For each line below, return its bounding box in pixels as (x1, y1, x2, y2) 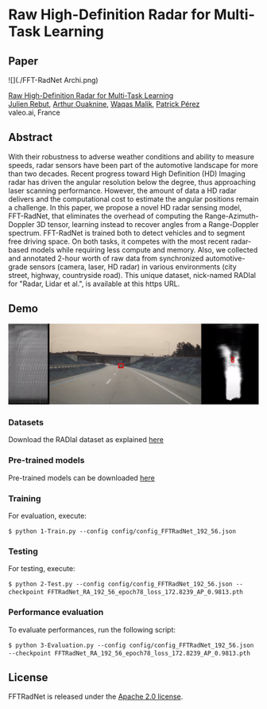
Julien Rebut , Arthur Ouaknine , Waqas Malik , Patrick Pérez (8, 100, 200, 108)
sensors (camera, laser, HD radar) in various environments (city (29, 261, 237, 272)
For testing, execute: (8, 564, 75, 574)
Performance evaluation (8, 607, 104, 618)
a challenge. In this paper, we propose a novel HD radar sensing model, (8, 202, 242, 212)
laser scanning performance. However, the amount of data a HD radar (8, 186, 237, 195)
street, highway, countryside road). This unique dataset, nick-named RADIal (8, 270, 257, 280)
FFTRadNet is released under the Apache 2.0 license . (8, 691, 184, 702)
